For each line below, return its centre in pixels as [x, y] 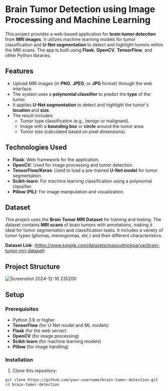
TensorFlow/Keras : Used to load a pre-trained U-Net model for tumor [85, 170]
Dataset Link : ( [21, 245]
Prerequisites [22, 309]
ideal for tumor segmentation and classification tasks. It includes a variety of [84, 230]
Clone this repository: [35, 371]
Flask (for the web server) [39, 331]
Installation [19, 360]
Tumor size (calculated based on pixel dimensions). [73, 132]
